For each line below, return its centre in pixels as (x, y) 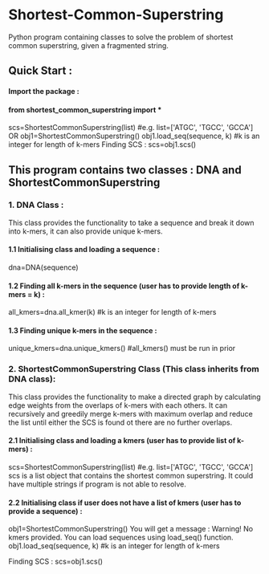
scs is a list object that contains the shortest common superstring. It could (131, 475)
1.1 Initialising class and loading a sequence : (84, 250)
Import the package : (44, 91)
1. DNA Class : (36, 205)
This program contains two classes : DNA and (125, 170)
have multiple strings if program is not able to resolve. (98, 484)
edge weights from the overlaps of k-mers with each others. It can (118, 405)
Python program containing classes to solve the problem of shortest (121, 37)
